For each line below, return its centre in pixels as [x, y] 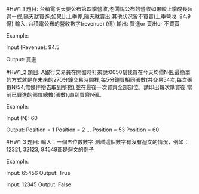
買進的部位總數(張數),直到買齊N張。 [60, 95]
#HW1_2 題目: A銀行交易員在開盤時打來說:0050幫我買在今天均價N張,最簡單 [98, 72]
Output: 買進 [22, 59]
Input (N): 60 [22, 118]
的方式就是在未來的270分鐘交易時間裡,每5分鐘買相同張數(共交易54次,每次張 [99, 80]
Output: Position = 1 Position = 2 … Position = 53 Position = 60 [83, 130]
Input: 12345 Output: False [39, 184]
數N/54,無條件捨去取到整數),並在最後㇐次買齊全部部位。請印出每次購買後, [97, 87]
